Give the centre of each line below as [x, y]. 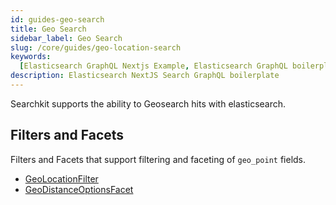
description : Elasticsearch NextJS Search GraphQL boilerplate [145, 76]
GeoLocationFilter [61, 178]
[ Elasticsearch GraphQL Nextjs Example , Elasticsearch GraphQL [153, 66]
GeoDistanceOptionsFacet [79, 189]
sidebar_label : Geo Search [66, 38]
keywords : [31, 57]
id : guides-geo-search [57, 19]
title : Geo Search [48, 29]
